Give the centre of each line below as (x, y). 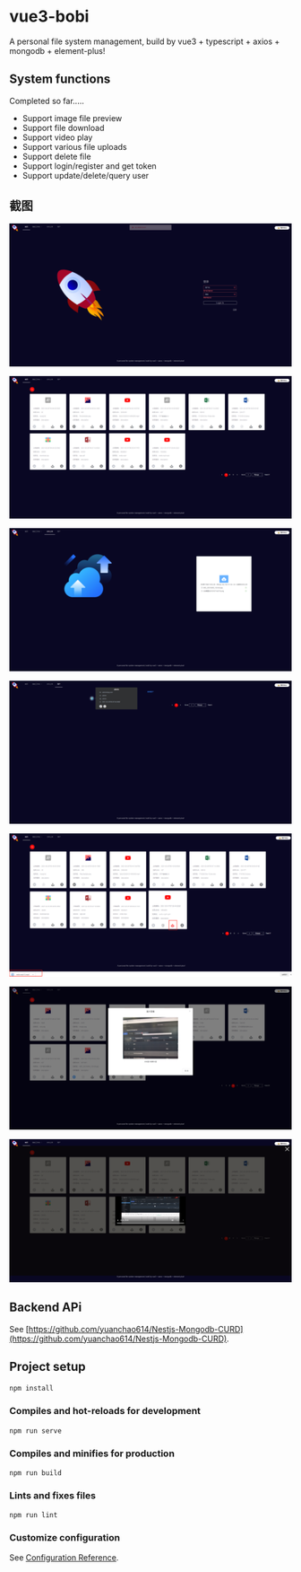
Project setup (48, 1366)
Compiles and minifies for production (92, 1453)
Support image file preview (72, 118)
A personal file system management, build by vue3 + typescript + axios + (145, 41)
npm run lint (34, 1515)
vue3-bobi (49, 17)
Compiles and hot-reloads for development (105, 1411)
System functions (60, 79)
